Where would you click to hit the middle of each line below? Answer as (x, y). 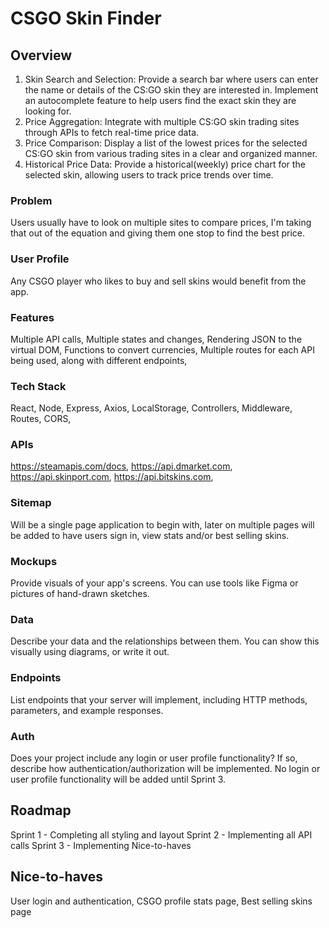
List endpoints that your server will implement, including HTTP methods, (159, 699)
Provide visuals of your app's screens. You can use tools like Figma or (154, 583)
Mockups (34, 561)
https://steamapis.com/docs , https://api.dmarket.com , (121, 466)
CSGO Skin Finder (86, 18)
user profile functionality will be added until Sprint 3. (118, 779)
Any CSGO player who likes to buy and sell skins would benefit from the (158, 281)
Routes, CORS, (41, 419)
